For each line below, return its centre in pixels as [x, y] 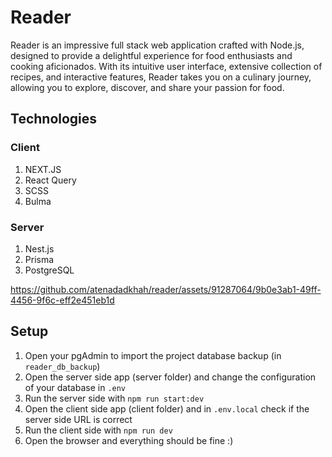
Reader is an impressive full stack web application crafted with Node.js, [157, 45]
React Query [50, 180]
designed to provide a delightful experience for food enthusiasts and [151, 55]
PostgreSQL [49, 270]
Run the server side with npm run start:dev [114, 398]
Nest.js [39, 248]
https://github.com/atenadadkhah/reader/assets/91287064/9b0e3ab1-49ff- [166, 289]
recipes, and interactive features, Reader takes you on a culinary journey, [161, 77]
